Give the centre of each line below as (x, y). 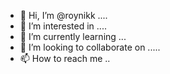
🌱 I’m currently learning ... (73, 36)
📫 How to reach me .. (65, 58)
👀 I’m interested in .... (63, 26)
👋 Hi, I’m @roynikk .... (63, 15)
